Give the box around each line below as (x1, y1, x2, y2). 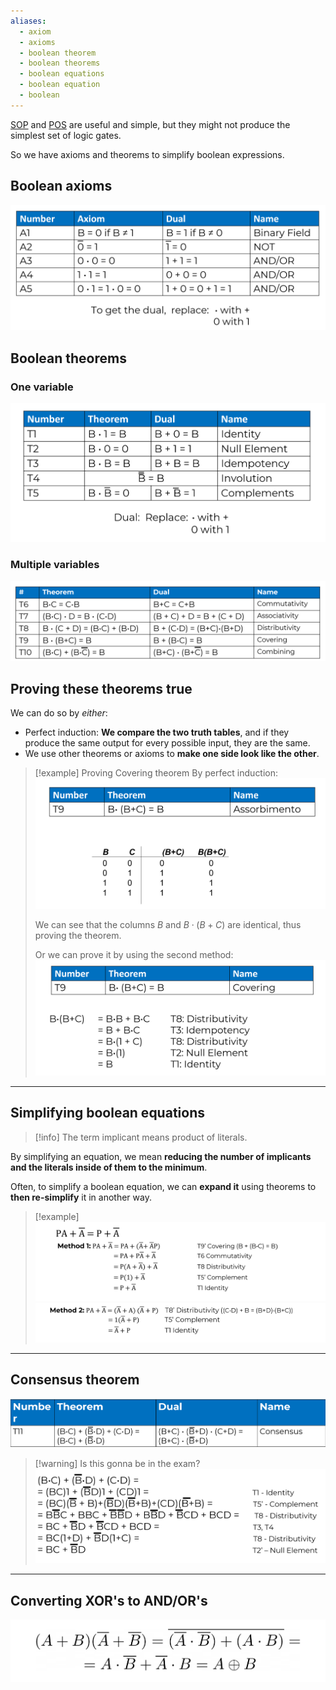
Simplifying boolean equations (10, 1105, 205, 1122)
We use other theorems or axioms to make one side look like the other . (24, 748, 320, 760)
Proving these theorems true (10, 680, 193, 697)
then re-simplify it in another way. (10, 1191, 152, 1203)
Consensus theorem (10, 1371, 140, 1389)
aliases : (10, 16, 47, 26)
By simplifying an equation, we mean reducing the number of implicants (10, 1150, 312, 1162)
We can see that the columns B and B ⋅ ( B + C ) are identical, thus (34, 918, 302, 930)
